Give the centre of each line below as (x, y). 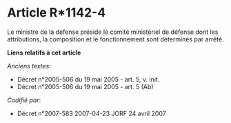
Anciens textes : (29, 66)
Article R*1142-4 (57, 13)
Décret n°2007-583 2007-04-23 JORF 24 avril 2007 (92, 113)
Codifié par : (24, 100)
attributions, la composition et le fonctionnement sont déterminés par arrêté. (115, 39)
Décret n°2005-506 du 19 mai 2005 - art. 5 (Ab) (85, 86)
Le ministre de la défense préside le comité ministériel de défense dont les (113, 32)
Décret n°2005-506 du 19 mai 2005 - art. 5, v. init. (88, 79)
